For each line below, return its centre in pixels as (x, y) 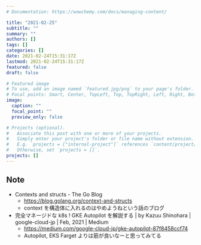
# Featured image (28, 84)
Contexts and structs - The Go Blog (59, 194)
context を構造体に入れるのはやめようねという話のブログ (94, 208)
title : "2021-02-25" (32, 22)
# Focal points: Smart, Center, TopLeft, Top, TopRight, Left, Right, (96, 95)
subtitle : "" (22, 28)
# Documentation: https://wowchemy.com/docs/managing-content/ (87, 12)
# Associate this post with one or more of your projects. (84, 133)
